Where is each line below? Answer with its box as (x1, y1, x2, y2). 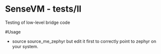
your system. (12, 43, 38, 49)
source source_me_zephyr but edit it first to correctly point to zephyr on (12, 38, 157, 44)
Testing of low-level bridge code (5, 19, 71, 25)
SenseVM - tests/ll (5, 3, 82, 15)
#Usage (5, 29, 21, 35)
